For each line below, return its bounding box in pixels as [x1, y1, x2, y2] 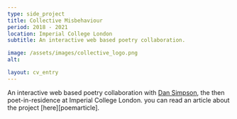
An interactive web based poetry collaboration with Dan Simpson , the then [7, 88, 225, 96]
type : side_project [7, 10, 65, 18]
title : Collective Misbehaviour [7, 17, 103, 24]
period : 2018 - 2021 [7, 23, 69, 30]
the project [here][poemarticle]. [7, 103, 100, 112]
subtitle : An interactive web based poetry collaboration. [7, 37, 186, 44]
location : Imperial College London [7, 30, 113, 38]
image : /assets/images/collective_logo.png [7, 50, 138, 57]
